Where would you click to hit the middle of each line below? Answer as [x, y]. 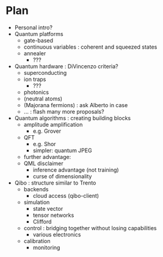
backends [36, 189]
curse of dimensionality [62, 176]
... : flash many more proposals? [64, 111]
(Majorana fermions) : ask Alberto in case [76, 105]
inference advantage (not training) [76, 170]
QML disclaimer [43, 163]
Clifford [42, 221]
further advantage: [47, 157]
